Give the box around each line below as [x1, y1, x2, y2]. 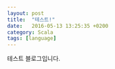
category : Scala [7, 28, 53, 36]
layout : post [7, 9, 44, 17]
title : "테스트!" [7, 16, 55, 23]
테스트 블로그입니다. [7, 55, 60, 63]
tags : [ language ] [7, 35, 57, 42]
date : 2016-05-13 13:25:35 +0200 [7, 22, 109, 29]
